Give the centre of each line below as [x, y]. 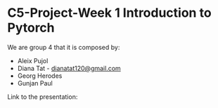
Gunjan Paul [35, 83]
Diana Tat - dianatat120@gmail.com [69, 68]
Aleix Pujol [33, 60]
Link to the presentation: [43, 97]
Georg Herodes [40, 76]
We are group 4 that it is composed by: [64, 47]
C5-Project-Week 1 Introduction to [110, 13]
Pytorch [31, 28]
